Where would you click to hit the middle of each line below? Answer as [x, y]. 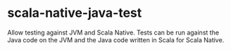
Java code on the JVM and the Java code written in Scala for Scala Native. [116, 39]
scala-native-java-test [75, 13]
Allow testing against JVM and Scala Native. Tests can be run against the [113, 32]
